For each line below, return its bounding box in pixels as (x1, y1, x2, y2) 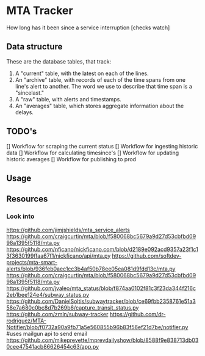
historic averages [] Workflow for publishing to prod (6, 155, 136, 162)
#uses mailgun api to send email (6, 330, 87, 337)
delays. (15, 108, 34, 116)
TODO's (6, 126, 37, 137)
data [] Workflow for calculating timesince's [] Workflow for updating (6, 149, 179, 156)
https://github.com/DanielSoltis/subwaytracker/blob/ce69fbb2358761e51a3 (6, 297, 196, 305)
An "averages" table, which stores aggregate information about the (15, 102, 184, 109)
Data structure (6, 42, 63, 52)
